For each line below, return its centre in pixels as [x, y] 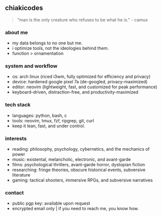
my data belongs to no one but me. [47, 43]
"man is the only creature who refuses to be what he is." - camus [82, 20]
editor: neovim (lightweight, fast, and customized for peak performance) [85, 87]
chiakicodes [24, 8]
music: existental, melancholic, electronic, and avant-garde [71, 159]
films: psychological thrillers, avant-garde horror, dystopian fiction [79, 165]
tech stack [18, 105]
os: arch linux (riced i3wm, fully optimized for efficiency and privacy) [81, 77]
